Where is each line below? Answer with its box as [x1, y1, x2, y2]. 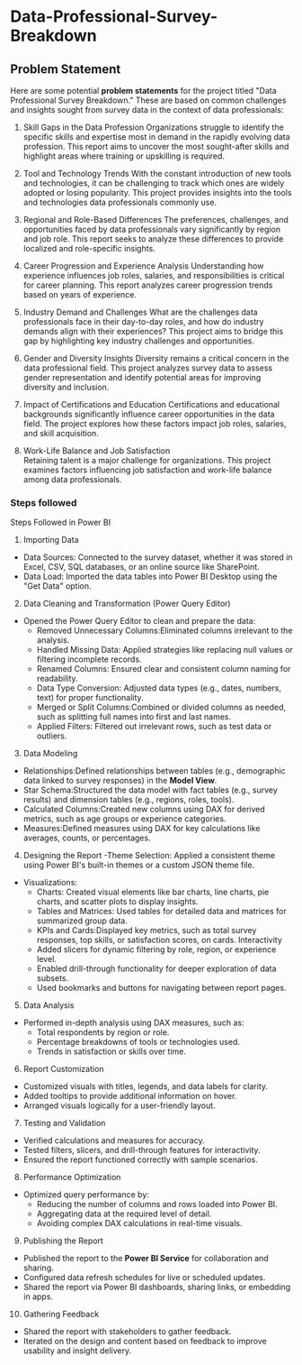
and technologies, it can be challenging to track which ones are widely [22, 178, 285, 188]
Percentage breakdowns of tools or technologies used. [36, 1037, 241, 1048]
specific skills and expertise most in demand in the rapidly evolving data [22, 132, 290, 142]
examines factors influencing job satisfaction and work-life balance [22, 464, 272, 475]
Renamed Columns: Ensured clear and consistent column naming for [36, 664, 291, 674]
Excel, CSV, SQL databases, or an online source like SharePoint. [22, 562, 260, 573]
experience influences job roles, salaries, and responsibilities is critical [22, 270, 285, 280]
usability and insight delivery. [22, 1345, 132, 1356]
